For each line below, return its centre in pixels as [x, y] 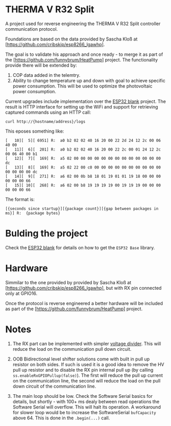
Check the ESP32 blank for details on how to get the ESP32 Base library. [80, 247]
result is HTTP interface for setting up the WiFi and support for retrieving [82, 106]
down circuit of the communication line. [54, 386]
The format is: [20, 199]
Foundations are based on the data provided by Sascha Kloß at [71, 39]
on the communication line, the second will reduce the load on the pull [87, 380]
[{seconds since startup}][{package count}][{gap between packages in [82, 208]
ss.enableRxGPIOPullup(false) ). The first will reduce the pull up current [88, 375]
